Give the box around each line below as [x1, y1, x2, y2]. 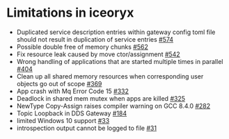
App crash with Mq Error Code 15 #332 [16, 87, 129, 95]
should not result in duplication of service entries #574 [16, 35, 174, 43]
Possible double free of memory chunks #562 [16, 42, 149, 51]
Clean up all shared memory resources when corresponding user [16, 72, 204, 81]
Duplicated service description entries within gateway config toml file [16, 28, 216, 36]
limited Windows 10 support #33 [16, 116, 110, 124]
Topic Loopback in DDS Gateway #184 [16, 109, 127, 117]
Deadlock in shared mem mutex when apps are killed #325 [16, 94, 186, 102]
